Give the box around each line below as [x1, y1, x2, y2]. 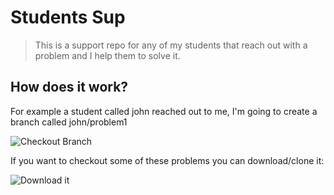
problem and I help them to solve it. [34, 49, 181, 61]
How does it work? [10, 79, 129, 96]
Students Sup [10, 6, 126, 29]
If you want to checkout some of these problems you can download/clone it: [10, 154, 325, 166]
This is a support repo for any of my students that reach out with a [34, 39, 308, 51]
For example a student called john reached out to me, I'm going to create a [10, 105, 318, 117]
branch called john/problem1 [10, 116, 128, 128]
